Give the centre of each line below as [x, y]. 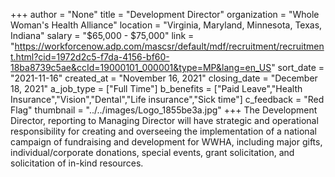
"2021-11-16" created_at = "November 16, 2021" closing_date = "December [164, 78]
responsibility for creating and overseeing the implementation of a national [163, 131]
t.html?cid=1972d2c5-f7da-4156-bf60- [90, 57]
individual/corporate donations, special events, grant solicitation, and [152, 152]
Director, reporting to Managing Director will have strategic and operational [164, 120]
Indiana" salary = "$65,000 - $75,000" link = [102, 35]
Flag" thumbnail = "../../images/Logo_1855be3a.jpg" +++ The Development [164, 110]
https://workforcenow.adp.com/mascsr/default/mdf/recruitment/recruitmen [169, 46]
